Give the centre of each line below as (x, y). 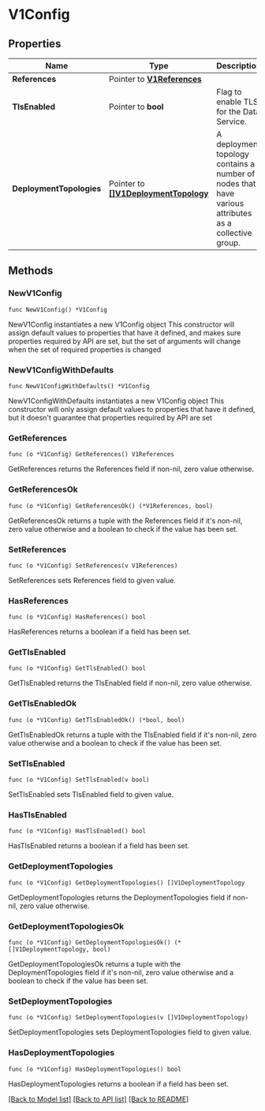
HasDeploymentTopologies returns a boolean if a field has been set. (118, 1083)
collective (234, 233)
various (230, 203)
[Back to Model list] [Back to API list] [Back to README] (99, 1099)
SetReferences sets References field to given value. (92, 580)
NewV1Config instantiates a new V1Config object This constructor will (121, 324)
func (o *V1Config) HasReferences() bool (77, 617)
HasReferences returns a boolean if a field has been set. (100, 632)
